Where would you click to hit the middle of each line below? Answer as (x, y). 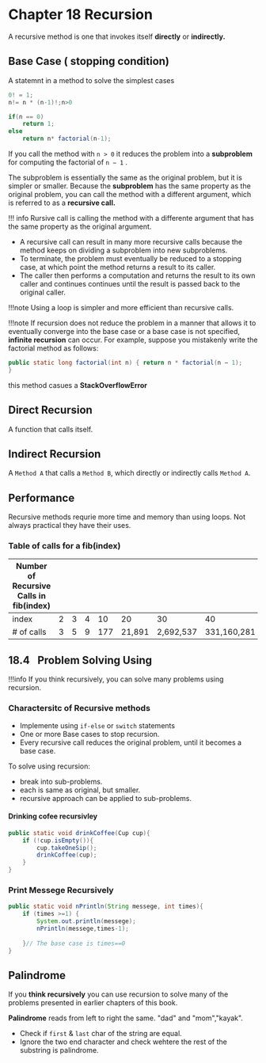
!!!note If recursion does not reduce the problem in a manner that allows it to (132, 323)
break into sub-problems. (61, 781)
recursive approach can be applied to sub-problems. (106, 798)
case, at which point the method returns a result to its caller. (118, 267)
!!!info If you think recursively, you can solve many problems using (116, 679)
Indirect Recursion (55, 454)
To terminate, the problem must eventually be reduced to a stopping (131, 258)
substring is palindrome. (59, 1050)
